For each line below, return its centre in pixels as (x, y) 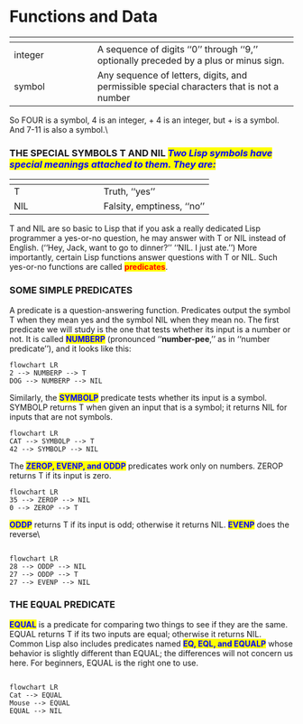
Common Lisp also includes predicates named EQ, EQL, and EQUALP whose (151, 644)
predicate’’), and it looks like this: (71, 348)
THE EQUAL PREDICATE (62, 605)
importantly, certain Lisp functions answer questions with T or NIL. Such (143, 257)
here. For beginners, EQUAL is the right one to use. (104, 663)
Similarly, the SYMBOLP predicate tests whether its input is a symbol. (138, 397)
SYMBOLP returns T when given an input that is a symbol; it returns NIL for (148, 407)
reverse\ (25, 534)
